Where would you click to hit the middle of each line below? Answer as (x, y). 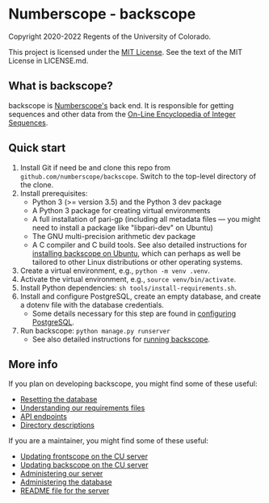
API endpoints (43, 417)
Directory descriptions (57, 425)
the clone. (37, 184)
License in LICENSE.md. (48, 61)
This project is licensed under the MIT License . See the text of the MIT (126, 52)
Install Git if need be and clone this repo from (95, 167)
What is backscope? (61, 86)
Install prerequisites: (54, 193)
